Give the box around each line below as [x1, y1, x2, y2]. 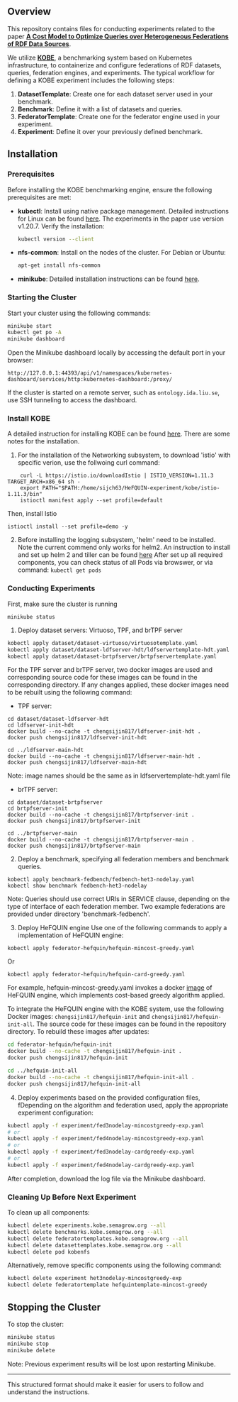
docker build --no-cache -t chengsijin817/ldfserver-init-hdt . [7, 728, 201, 735]
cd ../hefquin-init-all [7, 1067, 78, 1074]
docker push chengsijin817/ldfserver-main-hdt [7, 759, 147, 766]
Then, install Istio [7, 509, 57, 518]
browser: [7, 356, 34, 365]
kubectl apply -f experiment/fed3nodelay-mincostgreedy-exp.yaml [7, 1122, 204, 1129]
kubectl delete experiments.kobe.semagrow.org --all [7, 1222, 166, 1230]
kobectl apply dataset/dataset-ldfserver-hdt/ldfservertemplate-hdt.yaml [7, 646, 230, 653]
